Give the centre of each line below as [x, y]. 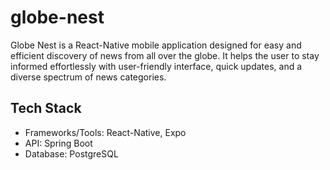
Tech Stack [46, 108]
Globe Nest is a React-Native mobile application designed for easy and [156, 45]
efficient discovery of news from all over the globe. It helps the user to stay [165, 55]
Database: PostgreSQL [71, 153]
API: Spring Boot [58, 143]
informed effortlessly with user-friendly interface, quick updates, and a [156, 66]
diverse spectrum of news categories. [88, 77]
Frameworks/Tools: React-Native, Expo [105, 132]
